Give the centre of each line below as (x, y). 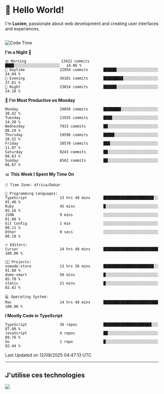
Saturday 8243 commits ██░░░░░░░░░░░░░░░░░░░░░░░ (82, 152)
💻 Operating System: (27, 297)
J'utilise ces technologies (45, 375)
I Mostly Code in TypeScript (34, 316)
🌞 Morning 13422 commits (47, 61)
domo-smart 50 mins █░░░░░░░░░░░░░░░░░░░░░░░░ (82, 275)
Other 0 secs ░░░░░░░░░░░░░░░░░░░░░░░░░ (82, 232)
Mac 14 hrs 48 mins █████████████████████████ (82, 303)
